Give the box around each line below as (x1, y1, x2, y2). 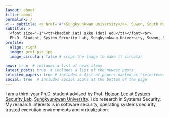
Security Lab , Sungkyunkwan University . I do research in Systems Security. (5, 96, 161, 102)
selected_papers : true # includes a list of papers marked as (5, 72, 138, 78)
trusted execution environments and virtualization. (5, 106, 109, 113)
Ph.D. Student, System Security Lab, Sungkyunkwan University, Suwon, (10, 36, 161, 41)
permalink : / (5, 17, 33, 22)
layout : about (5, 7, 35, 13)
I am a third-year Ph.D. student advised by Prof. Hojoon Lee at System (5, 91, 150, 97)
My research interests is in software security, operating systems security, (5, 101, 157, 107)
